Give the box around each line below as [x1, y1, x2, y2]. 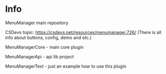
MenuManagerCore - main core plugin [5, 44, 83, 50]
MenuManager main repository [5, 20, 69, 26]
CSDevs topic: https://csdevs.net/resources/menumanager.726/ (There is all [5, 29, 162, 35]
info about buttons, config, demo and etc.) [5, 35, 92, 40]
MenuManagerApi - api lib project [5, 53, 74, 60]
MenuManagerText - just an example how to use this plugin [5, 63, 127, 69]
